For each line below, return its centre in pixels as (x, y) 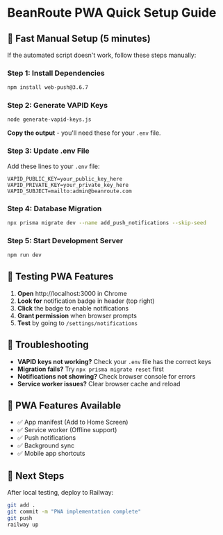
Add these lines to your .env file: (53, 166)
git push (20, 518)
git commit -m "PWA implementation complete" (74, 512)
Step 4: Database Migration (55, 208)
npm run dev (24, 255)
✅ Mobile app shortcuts (51, 454)
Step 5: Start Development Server (65, 240)
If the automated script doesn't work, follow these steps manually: (102, 55)
